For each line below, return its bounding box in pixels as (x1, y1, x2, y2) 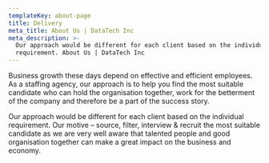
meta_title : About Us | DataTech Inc (8, 26, 134, 34)
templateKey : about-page (8, 11, 91, 20)
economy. (8, 145, 42, 155)
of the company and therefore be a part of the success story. (8, 97, 210, 105)
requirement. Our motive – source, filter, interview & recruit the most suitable (8, 121, 260, 129)
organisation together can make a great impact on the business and (8, 137, 231, 146)
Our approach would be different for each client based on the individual (8, 112, 244, 121)
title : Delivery (8, 19, 62, 27)
